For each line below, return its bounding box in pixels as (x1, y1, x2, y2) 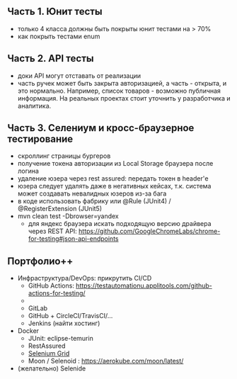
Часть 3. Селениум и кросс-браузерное (7, 122, 195, 134)
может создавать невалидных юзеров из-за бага (17, 189, 167, 198)
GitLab (28, 304, 48, 312)
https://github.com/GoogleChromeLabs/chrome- (79, 227, 221, 236)
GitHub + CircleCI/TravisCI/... (28, 312, 113, 320)
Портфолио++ (7, 255, 74, 267)
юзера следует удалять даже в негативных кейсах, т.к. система (17, 182, 212, 191)
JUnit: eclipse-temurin (28, 334, 93, 343)
